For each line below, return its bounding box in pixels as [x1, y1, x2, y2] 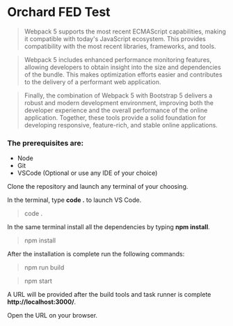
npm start [24, 277, 52, 286]
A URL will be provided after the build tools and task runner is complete [7, 290, 211, 299]
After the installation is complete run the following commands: [7, 250, 185, 258]
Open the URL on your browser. [7, 311, 98, 320]
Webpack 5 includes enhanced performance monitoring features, [24, 55, 212, 63]
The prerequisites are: [7, 138, 84, 148]
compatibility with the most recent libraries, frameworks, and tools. [24, 42, 216, 50]
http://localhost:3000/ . [7, 297, 77, 306]
